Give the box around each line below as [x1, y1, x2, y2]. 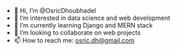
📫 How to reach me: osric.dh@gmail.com [13, 37, 135, 44]
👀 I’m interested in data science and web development [13, 14, 171, 22]
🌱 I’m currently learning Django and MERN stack [13, 21, 153, 29]
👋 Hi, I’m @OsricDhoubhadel [13, 7, 97, 14]
